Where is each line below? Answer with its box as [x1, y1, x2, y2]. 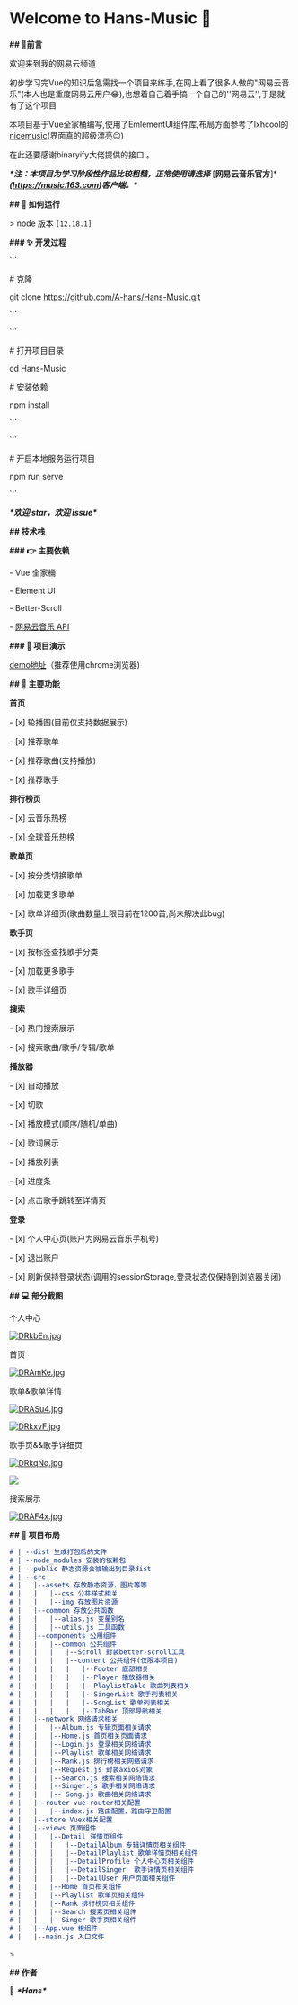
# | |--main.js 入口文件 [9, 1932, 105, 1942]
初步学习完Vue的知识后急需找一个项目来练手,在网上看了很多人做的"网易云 [9, 76, 282, 88]
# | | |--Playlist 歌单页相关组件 [9, 1890, 145, 1900]
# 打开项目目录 [9, 345, 65, 355]
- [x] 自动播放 [9, 1080, 60, 1091]
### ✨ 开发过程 [9, 237, 67, 247]
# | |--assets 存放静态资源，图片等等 [9, 1581, 148, 1590]
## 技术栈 [9, 526, 46, 536]
